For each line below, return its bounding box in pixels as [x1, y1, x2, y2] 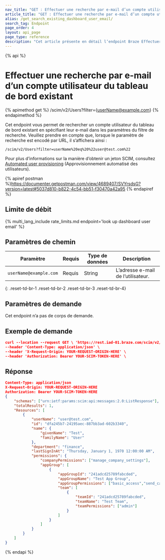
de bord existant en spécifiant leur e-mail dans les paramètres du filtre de [5, 127, 154, 133]
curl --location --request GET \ [5, 340, 74, 345]
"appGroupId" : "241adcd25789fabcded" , [57, 472, 137, 476]
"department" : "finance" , [31, 444, 84, 449]
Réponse [5, 367, 33, 376]
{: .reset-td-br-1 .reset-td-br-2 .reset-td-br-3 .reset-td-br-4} [5, 285, 126, 291]
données [86, 258, 108, 265]
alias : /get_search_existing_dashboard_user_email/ [5, 16, 113, 21]
